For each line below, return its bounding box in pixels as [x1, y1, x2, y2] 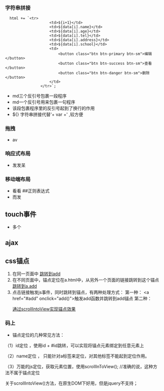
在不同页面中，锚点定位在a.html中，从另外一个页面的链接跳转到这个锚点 [12, 277, 160, 283]
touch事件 [5, 210, 37, 218]
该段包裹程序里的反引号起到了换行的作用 [12, 105, 95, 111]
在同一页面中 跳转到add [12, 271, 61, 277]
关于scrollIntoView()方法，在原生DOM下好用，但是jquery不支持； [5, 380, 138, 386]
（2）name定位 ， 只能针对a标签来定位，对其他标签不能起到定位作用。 [5, 353, 150, 359]
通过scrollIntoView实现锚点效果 [12, 306, 76, 312]
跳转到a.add [12, 283, 37, 289]
